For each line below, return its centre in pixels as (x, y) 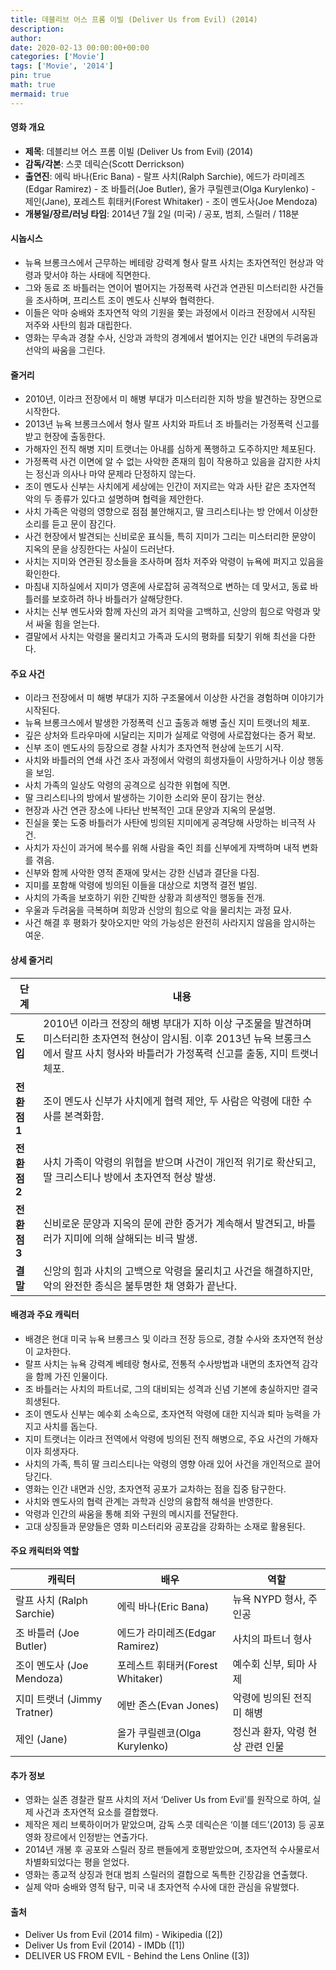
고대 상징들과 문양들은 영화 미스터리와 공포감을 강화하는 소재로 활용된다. (165, 1526)
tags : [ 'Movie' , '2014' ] (62, 66)
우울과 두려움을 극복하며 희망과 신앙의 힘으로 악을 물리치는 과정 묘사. (158, 910)
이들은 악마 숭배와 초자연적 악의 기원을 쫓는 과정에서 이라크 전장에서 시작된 (170, 313)
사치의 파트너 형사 (272, 1639)
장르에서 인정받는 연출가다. (95, 1837)
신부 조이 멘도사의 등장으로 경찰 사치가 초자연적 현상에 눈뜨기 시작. (154, 748)
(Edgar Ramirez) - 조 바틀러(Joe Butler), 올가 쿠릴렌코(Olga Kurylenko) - (170, 188)
